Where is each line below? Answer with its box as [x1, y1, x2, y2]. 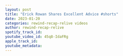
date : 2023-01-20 [5, 16, 40, 21]
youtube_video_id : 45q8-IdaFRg [5, 35, 69, 39]
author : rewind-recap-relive [5, 25, 64, 30]
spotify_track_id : [5, 30, 42, 35]
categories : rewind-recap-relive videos [5, 20, 88, 26]
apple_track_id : [5, 39, 38, 44]
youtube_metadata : [5, 43, 42, 48]
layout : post [5, 7, 32, 12]
